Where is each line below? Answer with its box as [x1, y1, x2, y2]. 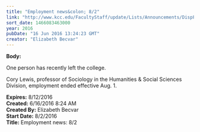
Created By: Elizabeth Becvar [6, 106, 79, 113]
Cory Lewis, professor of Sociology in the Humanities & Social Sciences [6, 76, 182, 83]
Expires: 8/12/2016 [6, 93, 53, 100]
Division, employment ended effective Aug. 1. [6, 82, 117, 89]
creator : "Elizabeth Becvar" [6, 36, 79, 42]
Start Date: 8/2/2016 [6, 112, 58, 120]
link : [6, 14, 20, 20]
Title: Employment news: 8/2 [6, 119, 77, 125]
